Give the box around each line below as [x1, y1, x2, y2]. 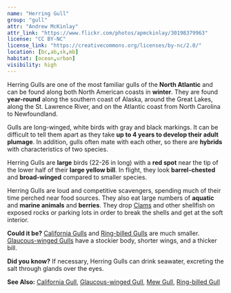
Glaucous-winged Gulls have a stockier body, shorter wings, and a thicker [7, 236, 217, 245]
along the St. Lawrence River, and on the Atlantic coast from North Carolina [7, 102, 221, 110]
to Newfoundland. [7, 110, 59, 118]
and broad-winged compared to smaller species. [7, 173, 147, 181]
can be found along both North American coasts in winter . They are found [7, 88, 219, 96]
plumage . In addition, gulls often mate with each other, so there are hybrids [7, 137, 223, 145]
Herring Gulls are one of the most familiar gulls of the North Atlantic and [7, 80, 214, 88]
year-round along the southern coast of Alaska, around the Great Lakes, [7, 94, 213, 103]
